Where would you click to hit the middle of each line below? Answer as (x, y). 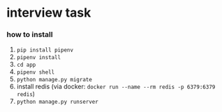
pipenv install (39, 58)
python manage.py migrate (54, 80)
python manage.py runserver (57, 102)
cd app (26, 65)
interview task (49, 13)
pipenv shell (36, 72)
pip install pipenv (45, 50)
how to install (30, 35)
